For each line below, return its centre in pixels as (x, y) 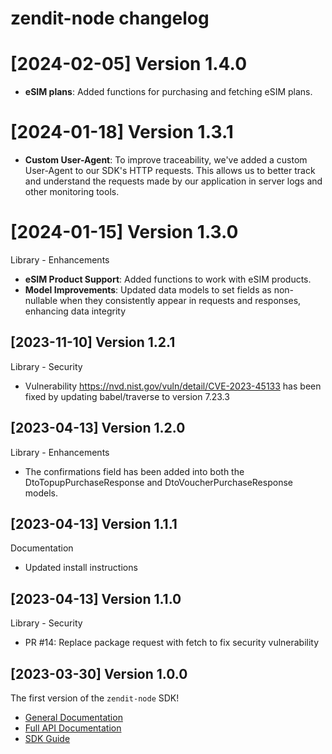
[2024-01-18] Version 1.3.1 (122, 132)
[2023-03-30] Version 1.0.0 (99, 673)
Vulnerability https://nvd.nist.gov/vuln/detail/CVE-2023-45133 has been (173, 386)
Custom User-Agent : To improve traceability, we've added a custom (166, 160)
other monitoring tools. (72, 192)
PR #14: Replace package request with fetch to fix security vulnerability (172, 643)
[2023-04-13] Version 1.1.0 (96, 598)
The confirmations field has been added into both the (134, 471)
